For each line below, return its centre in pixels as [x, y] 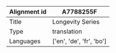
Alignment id [28, 12]
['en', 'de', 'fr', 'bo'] [80, 41]
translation [67, 31]
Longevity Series [76, 22]
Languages [25, 41]
